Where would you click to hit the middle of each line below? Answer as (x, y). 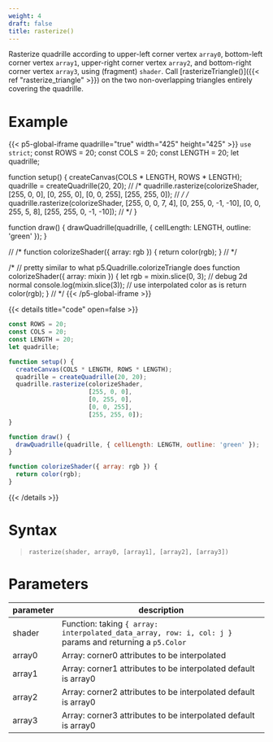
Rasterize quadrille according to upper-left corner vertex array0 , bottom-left (136, 55)
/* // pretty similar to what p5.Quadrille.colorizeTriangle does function (124, 268)
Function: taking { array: (110, 623)
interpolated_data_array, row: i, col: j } (147, 633)
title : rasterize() (41, 31)
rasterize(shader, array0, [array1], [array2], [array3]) (128, 552)
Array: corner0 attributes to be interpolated (144, 655)
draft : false (30, 24)
